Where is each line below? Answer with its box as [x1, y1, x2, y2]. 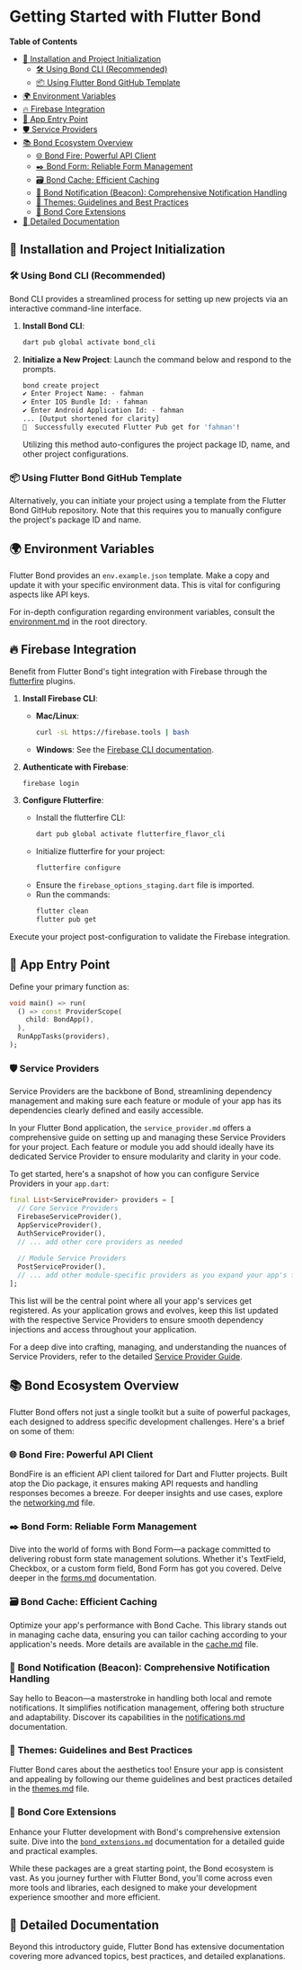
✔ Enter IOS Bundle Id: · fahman [22, 397, 148, 406]
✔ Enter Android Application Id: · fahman [22, 406, 184, 415]
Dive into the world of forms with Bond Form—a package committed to [9, 1544, 271, 1555]
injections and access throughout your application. [9, 1324, 198, 1334]
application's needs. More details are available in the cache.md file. [9, 1638, 259, 1649]
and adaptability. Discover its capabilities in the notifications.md [9, 1711, 245, 1723]
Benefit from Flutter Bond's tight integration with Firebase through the [9, 665, 268, 676]
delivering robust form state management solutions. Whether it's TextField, [9, 1554, 287, 1564]
